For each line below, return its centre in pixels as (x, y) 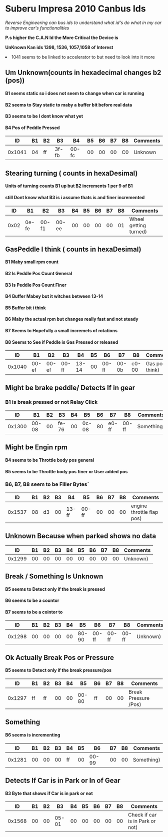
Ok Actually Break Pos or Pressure (59, 658)
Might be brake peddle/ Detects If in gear (70, 387)
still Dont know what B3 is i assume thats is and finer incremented (75, 197)
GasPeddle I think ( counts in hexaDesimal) (73, 249)
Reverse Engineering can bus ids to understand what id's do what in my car (83, 23)
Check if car (142, 815)
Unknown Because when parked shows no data (81, 536)
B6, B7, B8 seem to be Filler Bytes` (47, 484)
